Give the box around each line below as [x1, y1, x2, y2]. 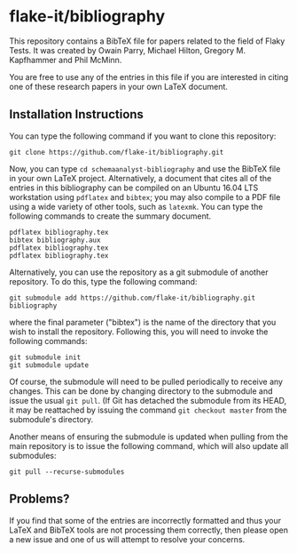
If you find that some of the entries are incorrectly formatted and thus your [9, 515, 282, 525]
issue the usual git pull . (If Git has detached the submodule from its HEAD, [9, 395, 287, 405]
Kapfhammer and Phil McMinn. [9, 54, 122, 65]
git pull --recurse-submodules [9, 467, 125, 477]
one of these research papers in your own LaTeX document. [9, 81, 229, 92]
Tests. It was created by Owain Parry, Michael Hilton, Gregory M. [9, 44, 246, 55]
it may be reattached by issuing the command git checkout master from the [9, 405, 287, 415]
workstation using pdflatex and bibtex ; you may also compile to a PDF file [9, 191, 281, 202]
